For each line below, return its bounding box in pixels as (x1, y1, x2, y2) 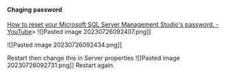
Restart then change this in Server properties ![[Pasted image (7, 54, 180, 62)
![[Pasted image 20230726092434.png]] (7, 41, 122, 49)
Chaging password (7, 5, 62, 14)
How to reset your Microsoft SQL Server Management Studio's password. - (7, 20, 219, 28)
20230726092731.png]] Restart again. (7, 61, 115, 69)
